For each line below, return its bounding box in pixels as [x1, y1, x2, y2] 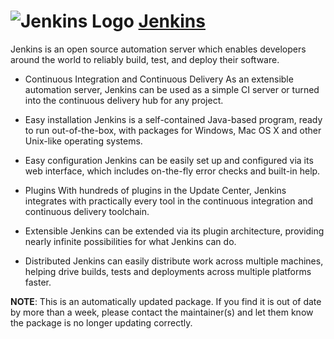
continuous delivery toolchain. [24, 205, 150, 217]
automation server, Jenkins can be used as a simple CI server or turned [24, 83, 320, 95]
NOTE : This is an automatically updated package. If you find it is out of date [10, 295, 322, 307]
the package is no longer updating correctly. [10, 316, 193, 329]
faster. [24, 276, 52, 288]
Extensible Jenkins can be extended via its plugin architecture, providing [24, 225, 325, 237]
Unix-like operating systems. [24, 135, 143, 147]
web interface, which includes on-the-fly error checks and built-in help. [24, 165, 321, 177]
